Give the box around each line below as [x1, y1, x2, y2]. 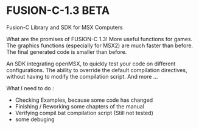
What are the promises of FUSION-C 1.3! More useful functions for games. [6, 35, 193, 42]
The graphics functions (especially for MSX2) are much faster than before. [6, 42, 194, 49]
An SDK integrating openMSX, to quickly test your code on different [6, 60, 176, 67]
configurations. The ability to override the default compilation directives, [6, 66, 187, 73]
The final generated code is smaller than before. [6, 48, 127, 55]
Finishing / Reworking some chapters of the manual [15, 102, 145, 110]
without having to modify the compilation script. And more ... [6, 73, 158, 80]
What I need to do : [6, 84, 54, 91]
